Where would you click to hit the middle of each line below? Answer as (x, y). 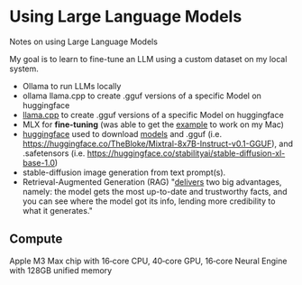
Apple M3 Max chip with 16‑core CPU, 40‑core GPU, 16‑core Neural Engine (148, 261)
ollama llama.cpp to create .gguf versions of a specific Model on (142, 96)
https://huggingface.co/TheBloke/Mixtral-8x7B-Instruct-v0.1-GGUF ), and (158, 143)
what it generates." (57, 210)
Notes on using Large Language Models (83, 41)
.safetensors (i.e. (54, 153)
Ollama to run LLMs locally (72, 86)
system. (24, 69)
